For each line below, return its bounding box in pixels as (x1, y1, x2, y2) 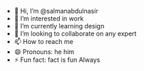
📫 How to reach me (14, 38, 73, 45)
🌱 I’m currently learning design (14, 22, 105, 30)
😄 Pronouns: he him (14, 48, 75, 56)
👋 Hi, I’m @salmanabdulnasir (14, 7, 98, 15)
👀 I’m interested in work (14, 14, 84, 23)
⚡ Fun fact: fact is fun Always (14, 55, 101, 64)
